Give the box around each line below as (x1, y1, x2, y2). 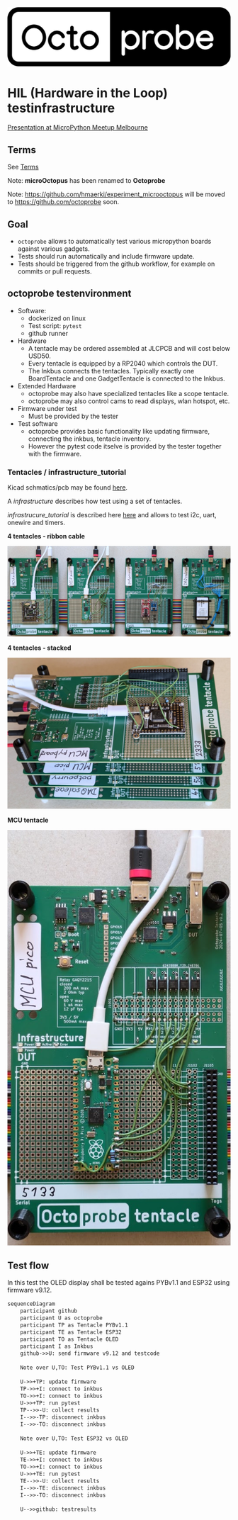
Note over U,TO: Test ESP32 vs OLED (20, 1435, 129, 1442)
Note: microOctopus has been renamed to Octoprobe (7, 176, 166, 185)
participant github (20, 1307, 78, 1314)
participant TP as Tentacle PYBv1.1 (20, 1322, 129, 1329)
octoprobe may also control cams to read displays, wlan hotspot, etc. (28, 397, 230, 405)
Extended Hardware (17, 381, 76, 390)
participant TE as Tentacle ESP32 (20, 1329, 122, 1336)
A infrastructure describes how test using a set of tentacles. (7, 497, 183, 506)
